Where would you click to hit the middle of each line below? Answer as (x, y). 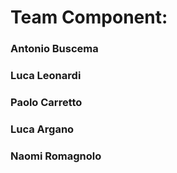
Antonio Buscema (54, 49)
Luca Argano (42, 129)
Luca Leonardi (46, 76)
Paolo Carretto (46, 102)
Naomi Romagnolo (56, 156)
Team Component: (89, 17)
